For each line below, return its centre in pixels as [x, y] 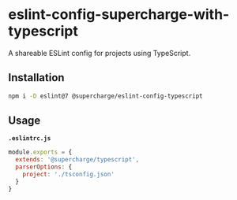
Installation [36, 78]
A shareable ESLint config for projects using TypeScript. [100, 53]
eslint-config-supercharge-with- [119, 15]
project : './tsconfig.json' [68, 175]
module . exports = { [40, 152]
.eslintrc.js [30, 139]
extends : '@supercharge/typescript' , [77, 160]
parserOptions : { [44, 167]
